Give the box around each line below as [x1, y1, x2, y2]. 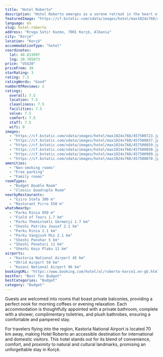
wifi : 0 [9, 124, 25, 129]
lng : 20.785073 [9, 57, 40, 62]
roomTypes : [5, 179, 27, 184]
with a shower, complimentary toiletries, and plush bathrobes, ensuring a [5, 311, 151, 317]
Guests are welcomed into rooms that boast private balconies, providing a [5, 296, 153, 302]
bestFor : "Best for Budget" [5, 273, 62, 278]
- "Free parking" [9, 170, 45, 175]
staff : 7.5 [9, 120, 32, 125]
